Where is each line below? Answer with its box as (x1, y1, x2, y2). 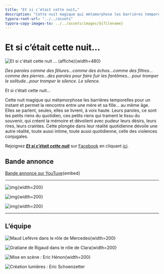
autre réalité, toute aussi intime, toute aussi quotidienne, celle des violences (5, 128, 158, 134)
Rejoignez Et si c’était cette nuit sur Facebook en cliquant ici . (5, 143, 129, 149)
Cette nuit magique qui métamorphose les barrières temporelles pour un (5, 97, 150, 103)
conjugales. (5, 133, 28, 140)
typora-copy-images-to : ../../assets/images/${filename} (5, 21, 123, 26)
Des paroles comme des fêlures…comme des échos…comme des (5, 68, 137, 74)
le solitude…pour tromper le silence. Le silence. (5, 78, 100, 84)
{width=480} (75, 58, 101, 64)
